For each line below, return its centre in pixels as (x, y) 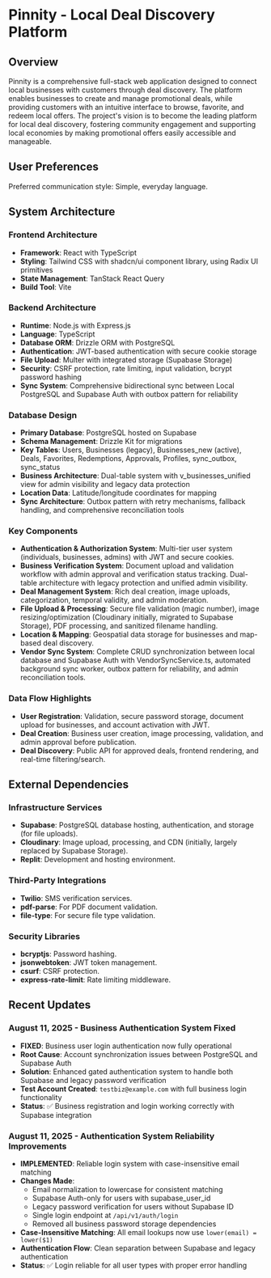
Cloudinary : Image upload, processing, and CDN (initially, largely (128, 842)
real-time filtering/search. (63, 759)
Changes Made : (47, 1181)
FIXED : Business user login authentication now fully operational (126, 1046)
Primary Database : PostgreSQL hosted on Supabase (108, 433)
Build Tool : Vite (46, 287)
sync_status (40, 468)
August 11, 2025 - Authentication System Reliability (112, 1136)
